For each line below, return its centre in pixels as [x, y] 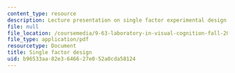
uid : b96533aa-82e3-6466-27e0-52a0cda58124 [72, 59]
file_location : [29, 33]
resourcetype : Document [42, 46]
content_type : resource [42, 14]
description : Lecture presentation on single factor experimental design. [119, 20]
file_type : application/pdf [48, 40]
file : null [23, 26]
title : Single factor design [50, 53]
